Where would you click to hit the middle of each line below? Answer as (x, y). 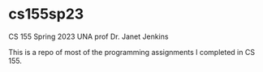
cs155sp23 (46, 14)
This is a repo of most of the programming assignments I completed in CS (132, 52)
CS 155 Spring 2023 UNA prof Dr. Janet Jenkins (88, 36)
